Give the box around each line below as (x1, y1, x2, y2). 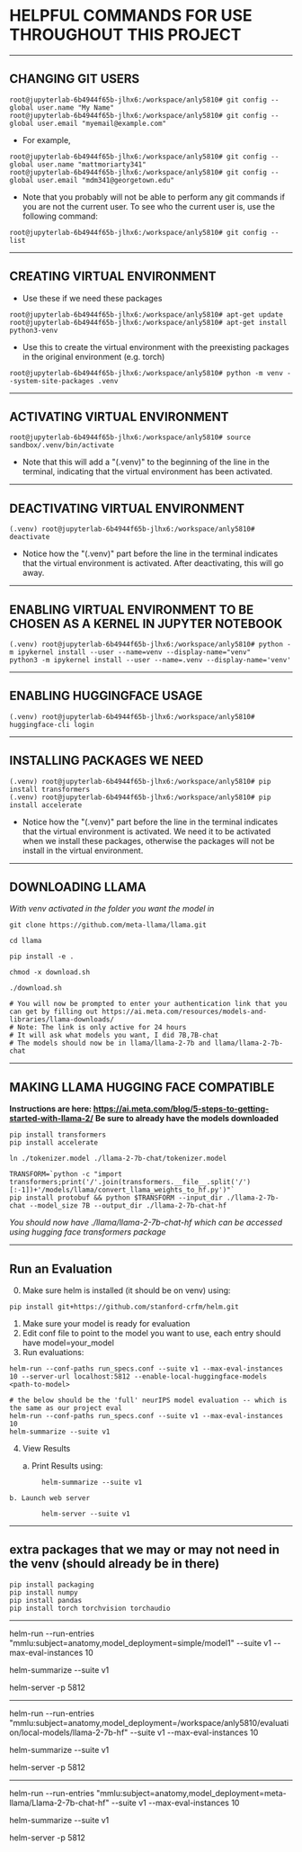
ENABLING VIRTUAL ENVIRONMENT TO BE (9, 602, 254, 617)
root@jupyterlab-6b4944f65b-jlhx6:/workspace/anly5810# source (9, 433, 252, 442)
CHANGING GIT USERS (9, 71, 140, 86)
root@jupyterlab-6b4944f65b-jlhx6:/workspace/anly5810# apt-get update (9, 310, 283, 319)
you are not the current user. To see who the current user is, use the (22, 201, 276, 211)
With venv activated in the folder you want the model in (9, 904, 215, 914)
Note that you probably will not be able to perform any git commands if (22, 191, 286, 202)
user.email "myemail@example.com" (37, 119, 167, 128)
